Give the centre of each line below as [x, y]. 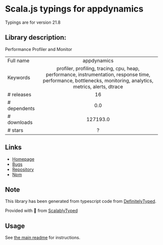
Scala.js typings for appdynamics [74, 9]
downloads [20, 122]
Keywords [19, 77]
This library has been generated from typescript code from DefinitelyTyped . [81, 201]
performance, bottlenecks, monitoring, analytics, [98, 80]
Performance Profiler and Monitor [39, 49]
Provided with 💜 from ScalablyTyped [41, 211]
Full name [19, 61]
